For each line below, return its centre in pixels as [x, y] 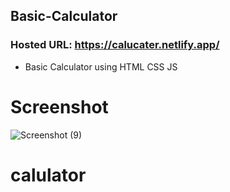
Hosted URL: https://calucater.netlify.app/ [115, 45]
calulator [48, 175]
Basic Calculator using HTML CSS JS [101, 66]
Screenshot [59, 106]
